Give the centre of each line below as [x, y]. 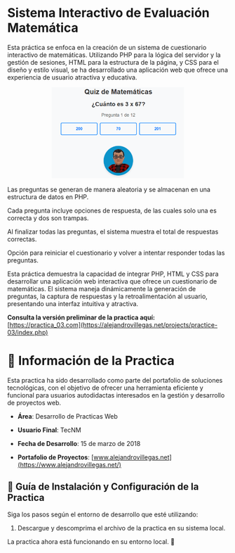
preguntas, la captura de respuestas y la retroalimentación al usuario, [108, 296]
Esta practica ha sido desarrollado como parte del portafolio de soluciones [115, 380]
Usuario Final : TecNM [49, 430]
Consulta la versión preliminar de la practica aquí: [81, 317]
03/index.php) [28, 332]
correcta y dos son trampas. [48, 218]
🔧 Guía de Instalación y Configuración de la [103, 487]
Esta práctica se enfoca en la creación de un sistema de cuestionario [107, 47]
